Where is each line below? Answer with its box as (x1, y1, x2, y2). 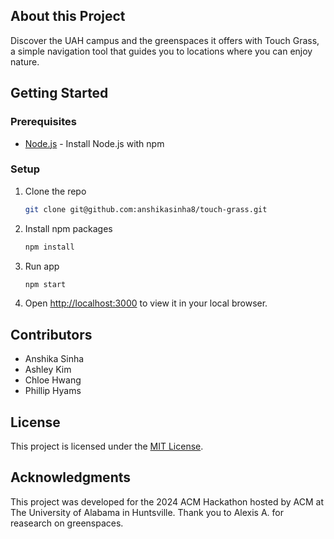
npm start (24, 279, 67, 289)
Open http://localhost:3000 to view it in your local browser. (24, 297, 268, 309)
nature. (10, 55, 40, 68)
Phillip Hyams (24, 385, 82, 397)
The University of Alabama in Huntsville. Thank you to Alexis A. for (10, 506, 284, 518)
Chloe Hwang (24, 374, 82, 386)
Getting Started (10, 85, 109, 102)
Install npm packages (24, 222, 113, 234)
